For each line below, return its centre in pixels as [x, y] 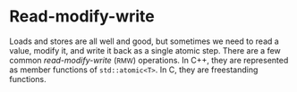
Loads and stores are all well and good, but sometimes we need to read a [144, 41]
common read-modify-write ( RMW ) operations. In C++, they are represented [149, 60]
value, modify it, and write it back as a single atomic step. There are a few [145, 50]
